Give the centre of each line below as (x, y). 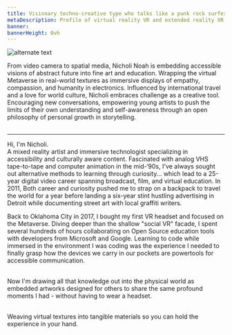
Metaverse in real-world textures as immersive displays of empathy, (104, 81)
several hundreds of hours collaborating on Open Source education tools (111, 231)
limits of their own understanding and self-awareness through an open (107, 110)
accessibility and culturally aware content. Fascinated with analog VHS (108, 159)
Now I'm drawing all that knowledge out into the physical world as (101, 281)
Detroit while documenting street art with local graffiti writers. (95, 203)
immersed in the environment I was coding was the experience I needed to (113, 246)
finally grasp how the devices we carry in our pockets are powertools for (110, 253)
